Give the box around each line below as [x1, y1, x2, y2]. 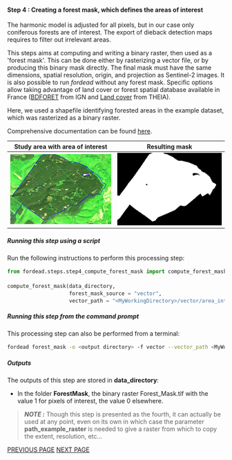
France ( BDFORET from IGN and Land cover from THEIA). [7, 93, 171, 102]
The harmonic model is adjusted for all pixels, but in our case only [7, 21, 195, 29]
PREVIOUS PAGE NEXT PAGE [7, 445, 90, 454]
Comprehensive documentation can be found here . [7, 127, 153, 135]
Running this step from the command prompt [7, 312, 139, 320]
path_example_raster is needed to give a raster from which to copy [23, 425, 217, 433]
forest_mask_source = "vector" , [68, 290, 162, 297]
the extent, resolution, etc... [23, 432, 102, 441]
